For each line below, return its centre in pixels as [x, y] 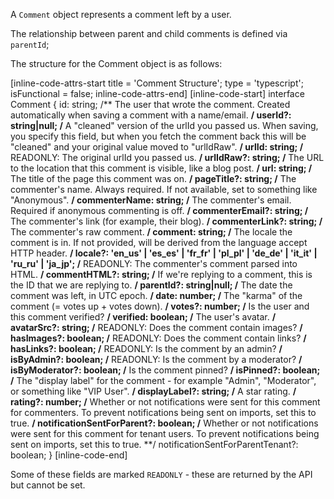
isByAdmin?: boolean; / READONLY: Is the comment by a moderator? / [156, 359]
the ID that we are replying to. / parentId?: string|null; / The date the [151, 285]
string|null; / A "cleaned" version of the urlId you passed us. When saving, [164, 125]
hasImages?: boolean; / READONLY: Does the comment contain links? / [158, 338]
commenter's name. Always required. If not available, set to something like [164, 189]
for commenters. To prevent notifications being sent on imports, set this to [163, 412]
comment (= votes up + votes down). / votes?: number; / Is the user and [160, 306]
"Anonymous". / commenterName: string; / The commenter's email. [151, 200]
